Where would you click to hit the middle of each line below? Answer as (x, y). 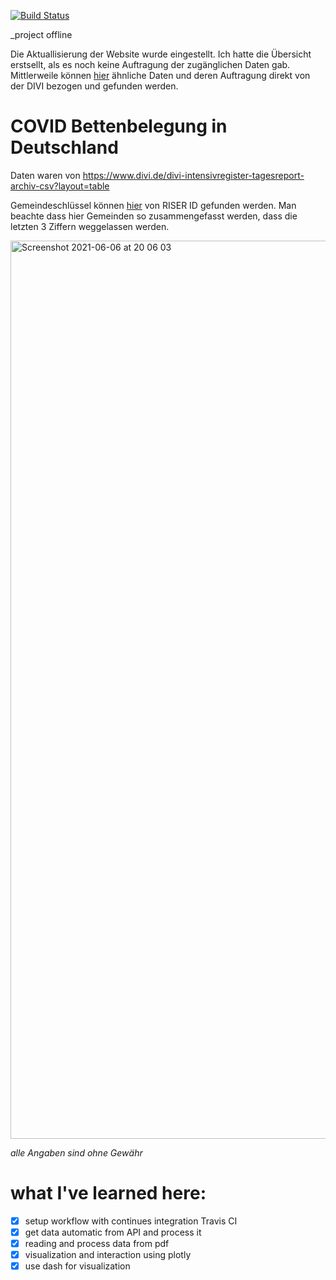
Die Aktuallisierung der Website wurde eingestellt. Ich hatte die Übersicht (161, 54)
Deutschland (64, 147)
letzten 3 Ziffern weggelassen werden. (90, 226)
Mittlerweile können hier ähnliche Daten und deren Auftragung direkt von (160, 75)
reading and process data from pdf (97, 1243)
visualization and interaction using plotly (108, 1255)
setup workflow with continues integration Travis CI (131, 1221)
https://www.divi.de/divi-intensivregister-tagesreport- (193, 175)
